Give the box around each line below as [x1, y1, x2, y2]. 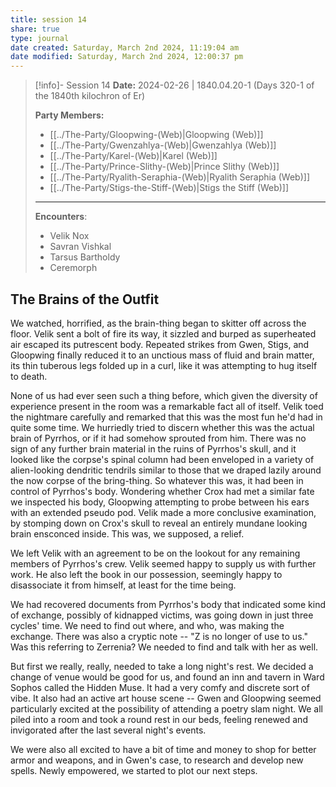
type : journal [10, 33, 70, 43]
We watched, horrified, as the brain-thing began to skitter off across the [10, 317, 307, 329]
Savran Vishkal [49, 241, 112, 253]
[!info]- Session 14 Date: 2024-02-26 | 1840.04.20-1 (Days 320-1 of [34, 79, 315, 91]
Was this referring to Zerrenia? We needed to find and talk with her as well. [10, 641, 319, 653]
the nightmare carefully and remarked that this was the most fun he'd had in [10, 411, 323, 423]
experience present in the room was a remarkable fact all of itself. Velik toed [10, 400, 324, 412]
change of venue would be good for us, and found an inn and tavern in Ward [10, 671, 325, 683]
